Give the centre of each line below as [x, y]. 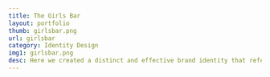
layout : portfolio [39, 23]
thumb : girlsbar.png [43, 30]
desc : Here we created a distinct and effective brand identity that [127, 61]
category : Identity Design [53, 46]
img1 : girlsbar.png [41, 53]
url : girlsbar [32, 38]
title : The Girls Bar [45, 16]
